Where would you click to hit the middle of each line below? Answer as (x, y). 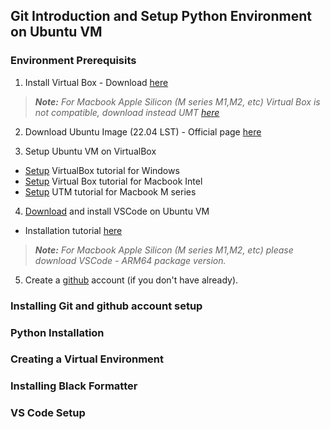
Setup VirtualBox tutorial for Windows (102, 170)
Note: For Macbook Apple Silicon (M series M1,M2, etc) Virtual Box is (177, 101)
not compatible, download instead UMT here (127, 112)
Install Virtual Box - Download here (96, 82)
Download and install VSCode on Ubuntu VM (117, 211)
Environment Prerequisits (73, 61)
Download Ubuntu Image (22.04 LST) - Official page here (143, 131)
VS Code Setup (48, 413)
